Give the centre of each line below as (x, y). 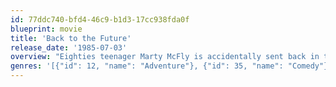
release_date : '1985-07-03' (69, 47)
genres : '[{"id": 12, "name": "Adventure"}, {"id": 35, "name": (147, 66)
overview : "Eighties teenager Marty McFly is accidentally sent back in (165, 57)
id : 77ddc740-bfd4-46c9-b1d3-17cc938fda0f (100, 19)
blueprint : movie (46, 29)
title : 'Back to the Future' (71, 38)
